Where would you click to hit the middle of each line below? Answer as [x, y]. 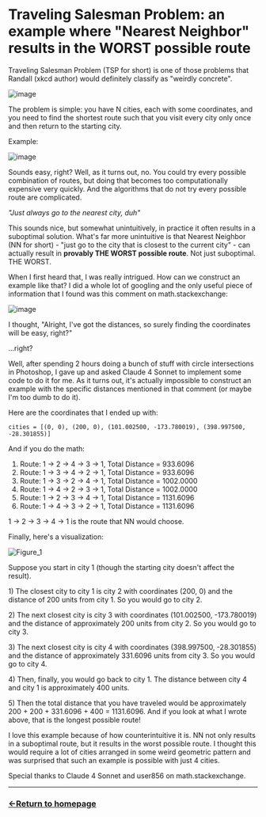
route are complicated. [45, 197]
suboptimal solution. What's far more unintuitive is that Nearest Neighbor [127, 236]
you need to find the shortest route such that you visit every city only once [130, 117]
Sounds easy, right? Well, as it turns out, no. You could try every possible [127, 172]
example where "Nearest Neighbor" [129, 31]
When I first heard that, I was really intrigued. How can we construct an [124, 277]
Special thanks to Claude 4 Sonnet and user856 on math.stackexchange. [127, 775]
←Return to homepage [52, 804]
